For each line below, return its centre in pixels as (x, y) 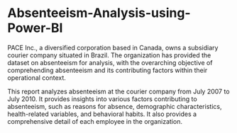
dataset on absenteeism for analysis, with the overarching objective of (110, 62)
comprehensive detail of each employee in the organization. (95, 121)
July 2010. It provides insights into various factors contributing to (102, 99)
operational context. (37, 77)
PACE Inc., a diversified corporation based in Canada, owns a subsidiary (113, 47)
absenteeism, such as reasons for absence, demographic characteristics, (115, 106)
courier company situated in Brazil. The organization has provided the (109, 55)
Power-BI (35, 28)
